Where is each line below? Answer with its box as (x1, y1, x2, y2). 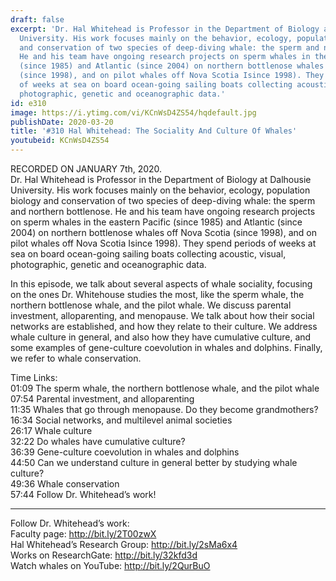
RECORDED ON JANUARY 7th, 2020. (10, 163, 163, 175)
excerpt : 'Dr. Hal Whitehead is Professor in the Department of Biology (10, 24, 320, 34)
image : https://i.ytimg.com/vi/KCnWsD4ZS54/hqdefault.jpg (10, 107, 257, 118)
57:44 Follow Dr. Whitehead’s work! (10, 489, 157, 500)
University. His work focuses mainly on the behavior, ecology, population (10, 184, 311, 196)
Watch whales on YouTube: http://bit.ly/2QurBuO (10, 560, 211, 571)
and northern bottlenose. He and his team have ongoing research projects (10, 206, 316, 217)
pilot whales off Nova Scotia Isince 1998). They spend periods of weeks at (10, 237, 317, 249)
